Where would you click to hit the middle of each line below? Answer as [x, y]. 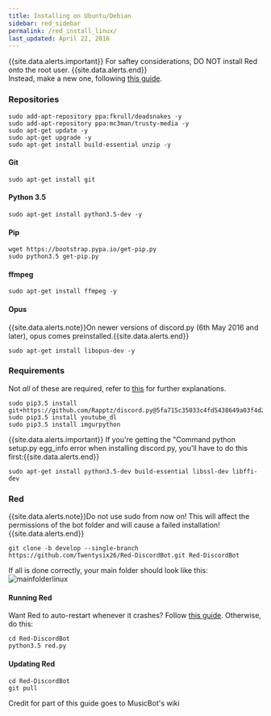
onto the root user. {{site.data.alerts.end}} [78, 70]
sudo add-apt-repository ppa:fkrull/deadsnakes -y [95, 116]
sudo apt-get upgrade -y [50, 137]
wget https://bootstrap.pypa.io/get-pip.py [83, 250]
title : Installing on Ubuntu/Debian [70, 16]
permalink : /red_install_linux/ [63, 31]
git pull [23, 688]
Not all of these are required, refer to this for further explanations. [117, 388]
